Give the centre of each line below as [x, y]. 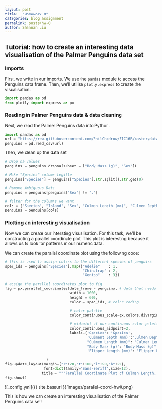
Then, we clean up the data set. [36, 152]
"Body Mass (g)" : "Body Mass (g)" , [123, 347]
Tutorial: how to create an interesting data [69, 47]
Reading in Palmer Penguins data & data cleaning [63, 115]
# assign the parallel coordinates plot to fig [54, 284]
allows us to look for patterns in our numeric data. [54, 243]
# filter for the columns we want [40, 201]
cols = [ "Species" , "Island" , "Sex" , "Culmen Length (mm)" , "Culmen [75, 206]
